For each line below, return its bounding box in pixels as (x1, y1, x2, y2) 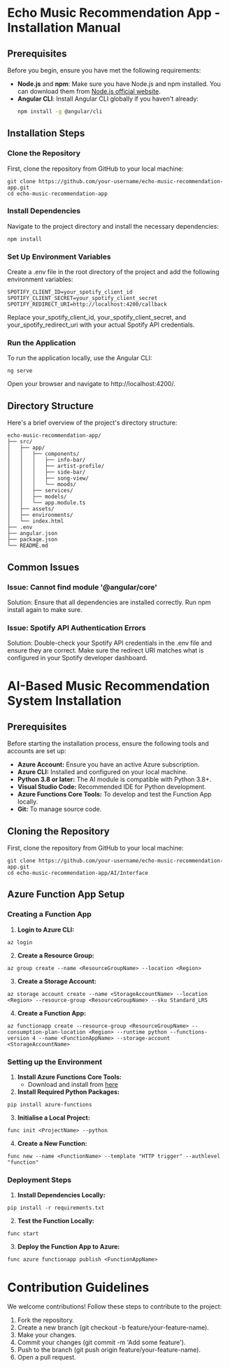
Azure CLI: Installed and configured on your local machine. (17, 768, 188, 776)
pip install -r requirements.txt (7, 1204, 105, 1211)
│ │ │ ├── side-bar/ (7, 469, 86, 476)
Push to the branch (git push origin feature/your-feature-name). (17, 1346, 201, 1354)
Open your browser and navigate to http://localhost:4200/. (7, 380, 176, 388)
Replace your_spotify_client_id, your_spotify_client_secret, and (7, 313, 187, 322)
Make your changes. (17, 1331, 77, 1339)
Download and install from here (27, 1081, 119, 1089)
